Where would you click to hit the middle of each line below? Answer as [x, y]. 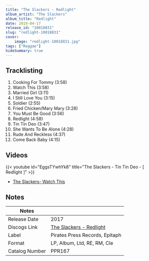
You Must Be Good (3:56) [38, 114]
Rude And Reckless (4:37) [39, 134]
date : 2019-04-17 [23, 23]
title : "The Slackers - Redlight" [41, 10]
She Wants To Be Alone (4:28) [43, 129]
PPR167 [60, 251]
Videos [17, 155]
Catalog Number [27, 251]
